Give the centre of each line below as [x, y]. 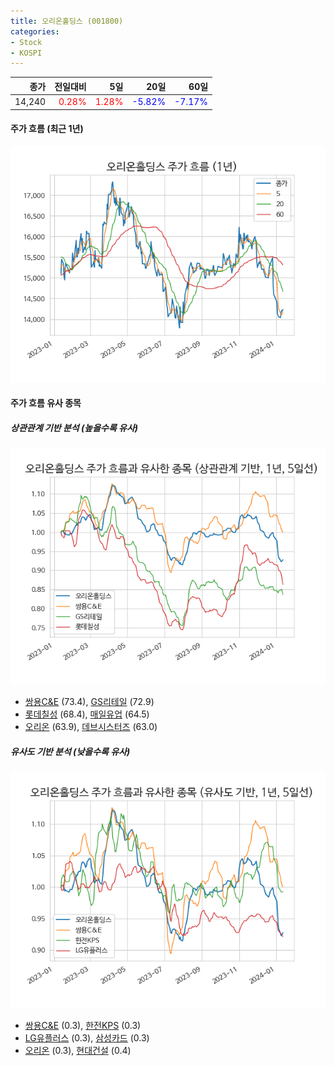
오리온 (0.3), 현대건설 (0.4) [78, 1051]
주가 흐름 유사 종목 [46, 403]
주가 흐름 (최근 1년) [47, 129]
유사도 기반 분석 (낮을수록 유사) [70, 751]
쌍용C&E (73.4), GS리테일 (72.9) [89, 702]
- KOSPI [26, 53]
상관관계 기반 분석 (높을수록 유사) [74, 427]
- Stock [26, 42]
